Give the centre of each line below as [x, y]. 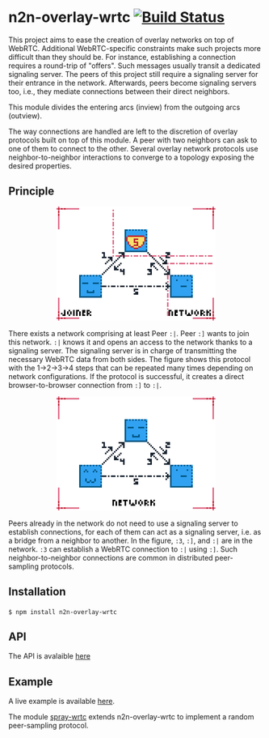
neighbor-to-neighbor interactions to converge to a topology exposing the [131, 157]
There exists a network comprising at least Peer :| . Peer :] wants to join [129, 333]
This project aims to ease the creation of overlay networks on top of [121, 40]
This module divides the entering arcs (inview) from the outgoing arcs [124, 107]
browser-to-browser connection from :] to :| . [85, 385]
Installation [37, 592]
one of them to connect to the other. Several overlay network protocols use [133, 148]
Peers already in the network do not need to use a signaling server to [123, 523]
